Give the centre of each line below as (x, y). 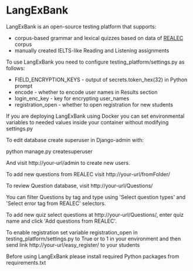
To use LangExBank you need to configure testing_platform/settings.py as (95, 62)
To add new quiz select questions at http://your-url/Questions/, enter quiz (95, 214)
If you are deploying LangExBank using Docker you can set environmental (95, 116)
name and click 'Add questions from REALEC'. (62, 221)
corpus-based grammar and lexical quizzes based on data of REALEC (99, 38)
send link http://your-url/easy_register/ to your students (73, 244)
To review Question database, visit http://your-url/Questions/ (79, 186)
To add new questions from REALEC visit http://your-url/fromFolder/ (88, 174)
